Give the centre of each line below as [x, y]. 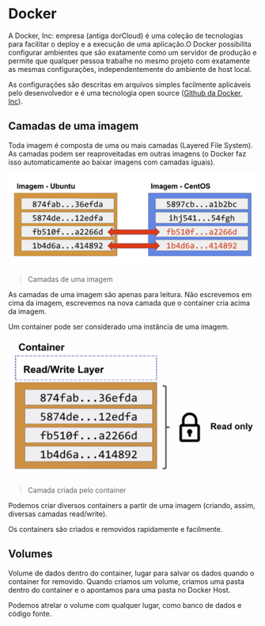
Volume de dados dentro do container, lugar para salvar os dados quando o [131, 573]
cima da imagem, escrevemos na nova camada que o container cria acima [129, 303]
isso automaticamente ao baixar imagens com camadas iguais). [112, 162]
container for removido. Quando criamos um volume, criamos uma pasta [127, 581]
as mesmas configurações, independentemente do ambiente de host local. [130, 69]
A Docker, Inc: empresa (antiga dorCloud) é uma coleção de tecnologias [126, 36]
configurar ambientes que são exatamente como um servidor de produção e [132, 52]
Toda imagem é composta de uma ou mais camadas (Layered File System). [131, 145]
